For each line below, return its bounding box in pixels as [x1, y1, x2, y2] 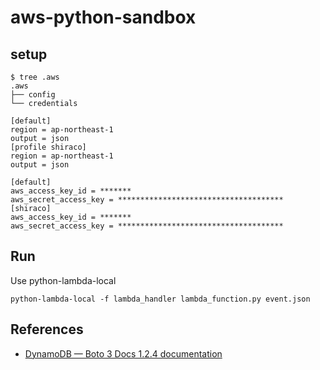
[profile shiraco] [10, 142, 87, 152]
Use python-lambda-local [10, 274, 117, 286]
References [10, 321, 84, 338]
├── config [10, 90, 56, 100]
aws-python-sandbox [10, 6, 197, 29]
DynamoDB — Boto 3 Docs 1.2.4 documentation [24, 347, 223, 360]
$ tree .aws [10, 72, 60, 82]
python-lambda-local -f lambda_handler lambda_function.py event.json [10, 294, 311, 304]
